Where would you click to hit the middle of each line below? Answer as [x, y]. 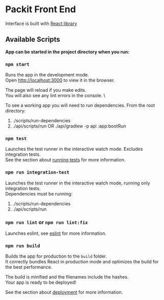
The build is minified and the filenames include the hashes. [67, 277]
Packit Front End [41, 9]
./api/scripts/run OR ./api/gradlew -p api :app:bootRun [69, 126]
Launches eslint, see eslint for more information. [56, 233]
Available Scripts [33, 39]
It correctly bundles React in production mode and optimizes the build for [82, 262]
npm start [17, 64]
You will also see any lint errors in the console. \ [55, 96]
